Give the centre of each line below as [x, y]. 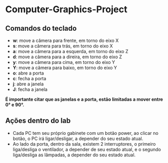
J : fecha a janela [30, 89]
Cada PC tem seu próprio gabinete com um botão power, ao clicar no [86, 133]
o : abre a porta [28, 73]
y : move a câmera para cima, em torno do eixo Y [64, 62]
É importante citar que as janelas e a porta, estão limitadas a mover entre [84, 99]
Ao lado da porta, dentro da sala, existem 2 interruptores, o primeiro [84, 144]
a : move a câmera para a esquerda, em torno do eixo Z [70, 51]
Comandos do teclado [41, 28]
